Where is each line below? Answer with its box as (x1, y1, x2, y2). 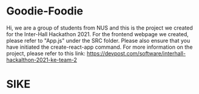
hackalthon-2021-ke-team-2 (6, 56, 78, 63)
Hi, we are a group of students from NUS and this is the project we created (6, 24, 193, 31)
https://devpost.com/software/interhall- (87, 49, 186, 57)
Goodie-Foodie (6, 4, 84, 18)
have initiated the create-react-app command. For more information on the (6, 43, 193, 51)
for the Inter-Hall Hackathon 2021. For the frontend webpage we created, (6, 30, 189, 37)
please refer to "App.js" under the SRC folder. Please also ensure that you (6, 37, 191, 44)
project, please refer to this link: (6, 49, 86, 57)
